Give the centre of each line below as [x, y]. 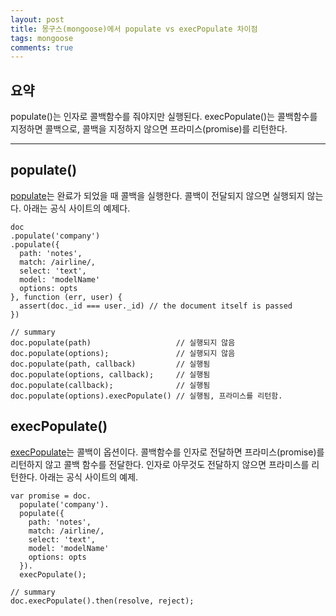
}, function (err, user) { [66, 297]
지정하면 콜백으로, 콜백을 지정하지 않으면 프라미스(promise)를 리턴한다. [149, 129]
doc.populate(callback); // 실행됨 [110, 385]
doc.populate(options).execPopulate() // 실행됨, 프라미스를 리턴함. [146, 396]
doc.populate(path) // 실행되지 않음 [123, 342]
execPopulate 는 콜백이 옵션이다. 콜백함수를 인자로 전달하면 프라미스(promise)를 [167, 452]
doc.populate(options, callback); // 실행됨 [110, 374]
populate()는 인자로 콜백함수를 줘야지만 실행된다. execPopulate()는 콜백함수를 [164, 117]
